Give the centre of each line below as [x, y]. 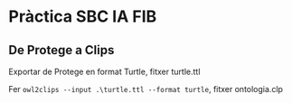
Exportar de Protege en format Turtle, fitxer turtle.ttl [104, 71]
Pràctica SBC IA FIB [83, 17]
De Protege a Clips [61, 50]
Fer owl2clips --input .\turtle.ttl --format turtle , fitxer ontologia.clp [146, 89]
